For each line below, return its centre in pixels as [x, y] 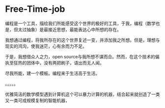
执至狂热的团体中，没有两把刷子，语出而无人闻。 [55, 63]
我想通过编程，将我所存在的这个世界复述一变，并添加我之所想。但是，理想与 [82, 40]
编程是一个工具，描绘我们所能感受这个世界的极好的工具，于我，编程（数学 [80, 23]
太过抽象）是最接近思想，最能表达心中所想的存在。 [69, 29]
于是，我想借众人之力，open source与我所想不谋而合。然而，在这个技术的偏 [82, 56]
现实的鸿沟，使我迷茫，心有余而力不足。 [46, 46]
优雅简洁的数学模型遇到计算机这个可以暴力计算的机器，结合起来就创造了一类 [82, 94]
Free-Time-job [35, 9]
